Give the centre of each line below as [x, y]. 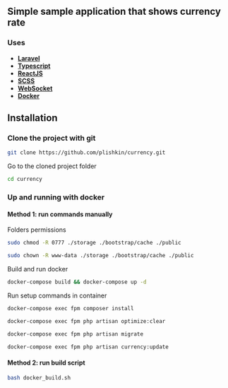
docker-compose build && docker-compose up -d [77, 282]
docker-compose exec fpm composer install [71, 308]
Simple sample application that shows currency [114, 12]
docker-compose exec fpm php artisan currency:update [88, 347]
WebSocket [35, 88]
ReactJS [30, 73]
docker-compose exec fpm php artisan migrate [75, 334]
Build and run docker [38, 269]
